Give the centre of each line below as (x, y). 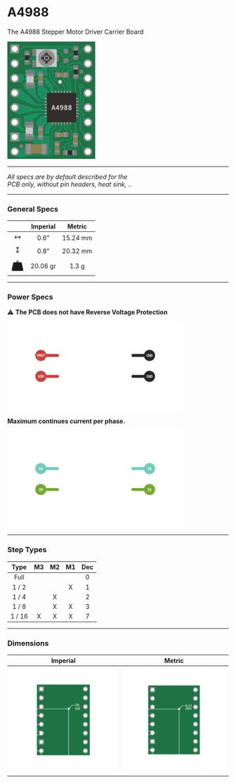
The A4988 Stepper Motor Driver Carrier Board (76, 32)
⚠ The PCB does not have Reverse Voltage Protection (87, 312)
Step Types (27, 550)
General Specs (33, 209)
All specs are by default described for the (67, 176)
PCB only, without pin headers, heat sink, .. (70, 184)
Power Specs (30, 297)
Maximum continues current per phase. (66, 421)
